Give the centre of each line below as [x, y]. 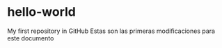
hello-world [42, 12]
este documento [31, 38]
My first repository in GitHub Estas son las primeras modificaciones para [111, 31]
